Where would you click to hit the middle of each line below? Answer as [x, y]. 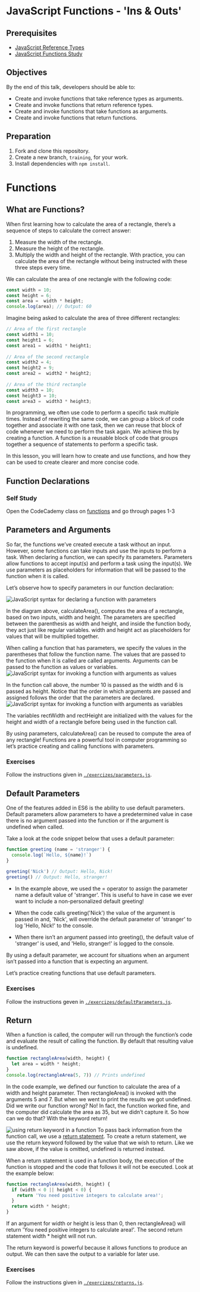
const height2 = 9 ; [30, 368]
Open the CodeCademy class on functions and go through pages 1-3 [91, 511]
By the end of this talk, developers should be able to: [71, 87]
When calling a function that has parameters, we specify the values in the [96, 647]
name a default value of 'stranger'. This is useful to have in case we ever [104, 895]
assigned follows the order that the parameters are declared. [81, 697]
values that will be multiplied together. [53, 636]
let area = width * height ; [46, 1064]
